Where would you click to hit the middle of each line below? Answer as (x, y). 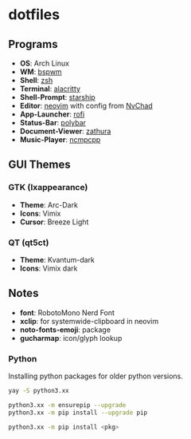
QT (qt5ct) (29, 243)
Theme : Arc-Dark (49, 204)
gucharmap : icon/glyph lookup (71, 338)
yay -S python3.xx (39, 391)
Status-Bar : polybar (53, 123)
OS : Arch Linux (45, 63)
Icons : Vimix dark (49, 268)
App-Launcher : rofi (52, 114)
